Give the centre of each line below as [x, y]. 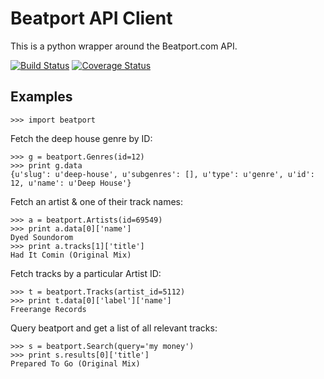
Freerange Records [48, 309]
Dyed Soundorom [42, 237]
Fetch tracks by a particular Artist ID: [86, 273]
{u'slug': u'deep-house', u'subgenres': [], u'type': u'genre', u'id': [162, 174]
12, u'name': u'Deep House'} [71, 183]
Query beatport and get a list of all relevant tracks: [114, 328]
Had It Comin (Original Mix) [71, 255]
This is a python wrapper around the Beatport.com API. [124, 46]
